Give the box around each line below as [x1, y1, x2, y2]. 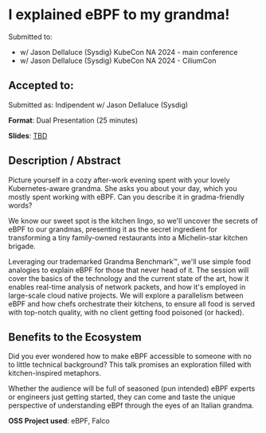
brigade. [8, 241, 36, 251]
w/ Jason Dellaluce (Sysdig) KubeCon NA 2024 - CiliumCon [19, 56, 217, 65]
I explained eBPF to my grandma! [8, 6, 230, 24]
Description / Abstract [8, 154, 121, 168]
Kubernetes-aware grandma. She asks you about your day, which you [8, 183, 237, 193]
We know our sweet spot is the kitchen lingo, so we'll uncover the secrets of [8, 216, 259, 225]
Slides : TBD [8, 131, 48, 140]
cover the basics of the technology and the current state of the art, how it [8, 273, 249, 283]
